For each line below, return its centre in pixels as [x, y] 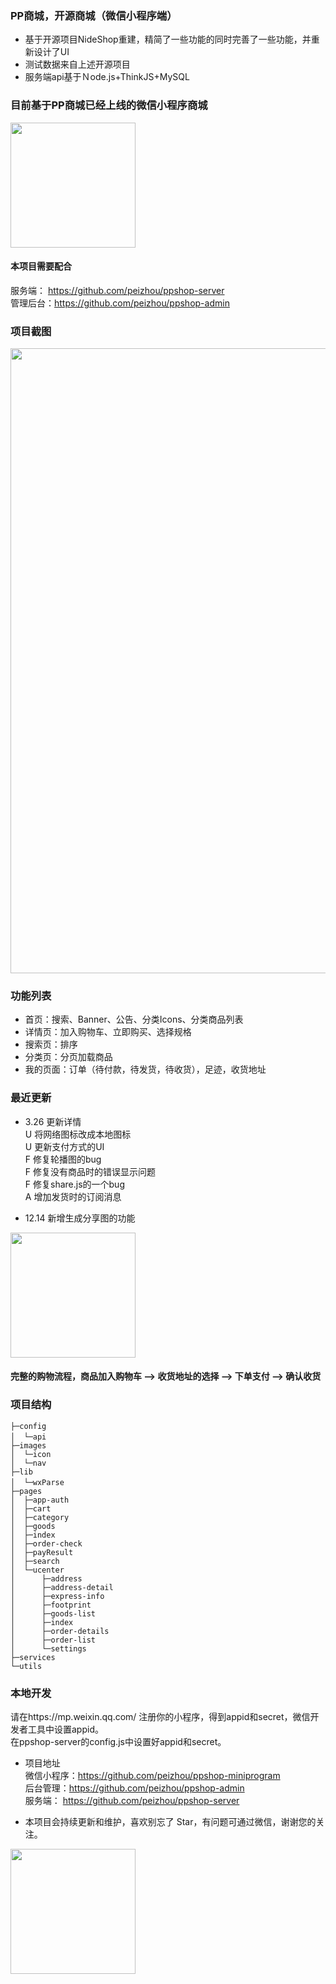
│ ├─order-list [53, 1640]
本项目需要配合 [41, 266]
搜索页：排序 [51, 1044]
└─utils [26, 1666]
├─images [28, 1445]
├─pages [26, 1491]
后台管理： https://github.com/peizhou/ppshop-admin [134, 1788]
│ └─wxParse [37, 1482]
